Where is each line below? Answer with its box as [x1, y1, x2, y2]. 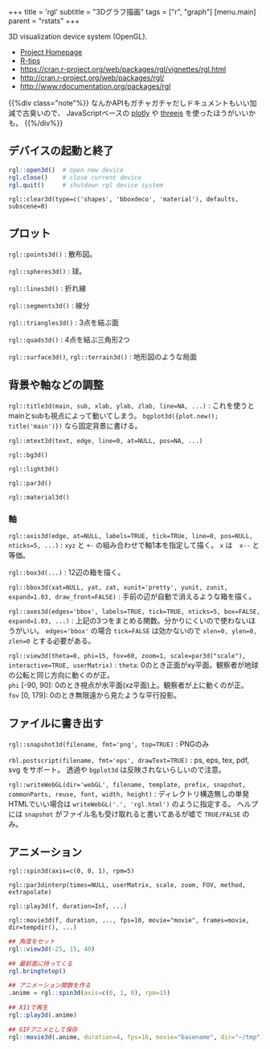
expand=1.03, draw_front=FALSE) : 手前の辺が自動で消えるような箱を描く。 [8, 591, 256, 602]
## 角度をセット [8, 937, 55, 945]
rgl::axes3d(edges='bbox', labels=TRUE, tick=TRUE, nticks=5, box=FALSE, [8, 607, 261, 616]
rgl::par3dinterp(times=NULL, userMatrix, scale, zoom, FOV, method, [8, 881, 247, 889]
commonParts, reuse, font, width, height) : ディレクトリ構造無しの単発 [8, 789, 250, 799]
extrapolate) [8, 888, 52, 896]
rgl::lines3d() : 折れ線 [8, 284, 87, 293]
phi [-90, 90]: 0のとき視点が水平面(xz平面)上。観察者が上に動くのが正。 [8, 680, 249, 690]
